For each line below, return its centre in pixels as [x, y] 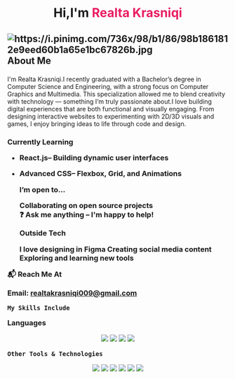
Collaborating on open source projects [86, 206]
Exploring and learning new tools [77, 258]
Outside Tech [43, 233]
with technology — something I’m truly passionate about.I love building [110, 101]
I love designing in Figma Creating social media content [115, 249]
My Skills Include [39, 308]
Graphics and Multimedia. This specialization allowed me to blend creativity [116, 94]
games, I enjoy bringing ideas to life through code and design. [97, 123]
